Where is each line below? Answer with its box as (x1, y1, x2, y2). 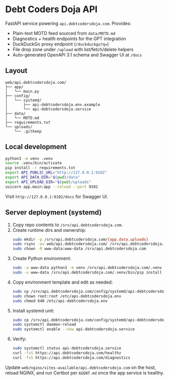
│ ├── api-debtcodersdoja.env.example (5, 102, 100, 107)
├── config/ (5, 93, 30, 98)
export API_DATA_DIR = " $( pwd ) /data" (5, 175, 80, 180)
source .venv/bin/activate (5, 161, 62, 166)
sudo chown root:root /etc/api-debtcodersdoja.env (12, 293, 122, 299)
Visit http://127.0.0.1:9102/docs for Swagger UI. (5, 193, 108, 199)
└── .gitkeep (14, 128, 42, 134)
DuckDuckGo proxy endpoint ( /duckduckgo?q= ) (12, 41, 109, 47)
